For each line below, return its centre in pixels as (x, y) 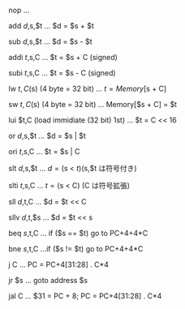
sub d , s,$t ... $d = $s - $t (50, 41)
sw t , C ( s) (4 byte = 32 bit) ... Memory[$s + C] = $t (92, 104)
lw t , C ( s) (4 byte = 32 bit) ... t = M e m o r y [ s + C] (88, 88)
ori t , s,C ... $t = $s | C (44, 151)
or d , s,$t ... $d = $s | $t (47, 136)
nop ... (19, 10)
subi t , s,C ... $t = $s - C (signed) (62, 73)
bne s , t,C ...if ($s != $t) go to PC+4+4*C (76, 249)
